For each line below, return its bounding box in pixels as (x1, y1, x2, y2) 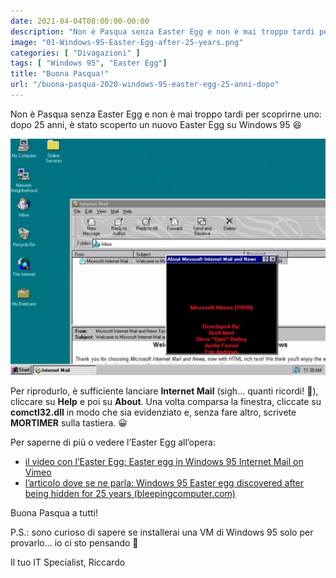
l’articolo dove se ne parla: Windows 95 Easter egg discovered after (24, 476, 305, 489)
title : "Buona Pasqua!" (10, 69, 110, 79)
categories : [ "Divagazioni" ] (10, 48, 141, 58)
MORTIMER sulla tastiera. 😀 (10, 416, 128, 429)
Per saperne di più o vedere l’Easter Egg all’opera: (10, 436, 216, 448)
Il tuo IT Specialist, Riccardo (10, 556, 126, 568)
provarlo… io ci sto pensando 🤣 (10, 536, 139, 549)
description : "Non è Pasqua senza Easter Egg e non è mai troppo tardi (10, 26, 315, 37)
